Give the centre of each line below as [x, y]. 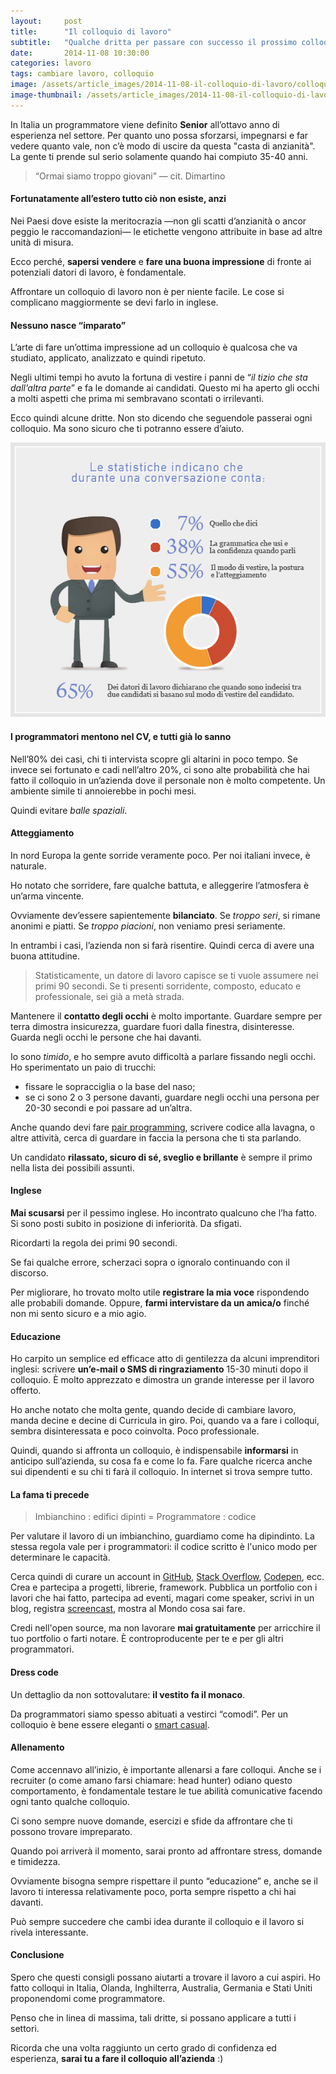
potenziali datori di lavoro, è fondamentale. [98, 272]
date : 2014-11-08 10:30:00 [80, 53]
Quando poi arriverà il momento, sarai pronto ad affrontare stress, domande [166, 1851]
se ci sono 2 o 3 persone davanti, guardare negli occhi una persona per [172, 1097]
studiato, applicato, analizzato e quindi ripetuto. [108, 358]
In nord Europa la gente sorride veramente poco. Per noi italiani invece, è [160, 855]
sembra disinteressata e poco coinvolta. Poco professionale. [135, 1431]
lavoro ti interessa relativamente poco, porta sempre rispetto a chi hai [153, 1891]
